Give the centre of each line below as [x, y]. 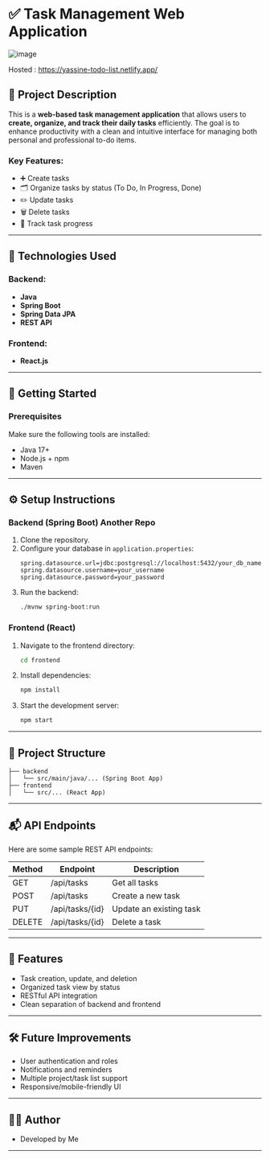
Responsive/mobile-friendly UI [71, 1087]
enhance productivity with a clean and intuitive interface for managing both [133, 131]
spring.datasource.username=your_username [92, 571]
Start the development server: [70, 706]
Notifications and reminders [66, 1070]
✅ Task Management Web [96, 14]
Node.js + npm [45, 458]
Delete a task [137, 922]
